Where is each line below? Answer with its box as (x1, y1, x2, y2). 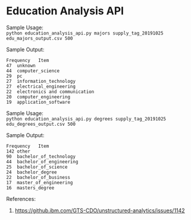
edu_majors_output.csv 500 (6, 35, 73, 41)
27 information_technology (6, 78, 76, 84)
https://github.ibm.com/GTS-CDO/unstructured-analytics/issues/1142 (14, 207, 186, 214)
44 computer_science (6, 67, 60, 74)
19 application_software (6, 99, 70, 105)
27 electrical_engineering (6, 83, 76, 89)
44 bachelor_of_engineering (6, 159, 79, 165)
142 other (6, 148, 31, 154)
